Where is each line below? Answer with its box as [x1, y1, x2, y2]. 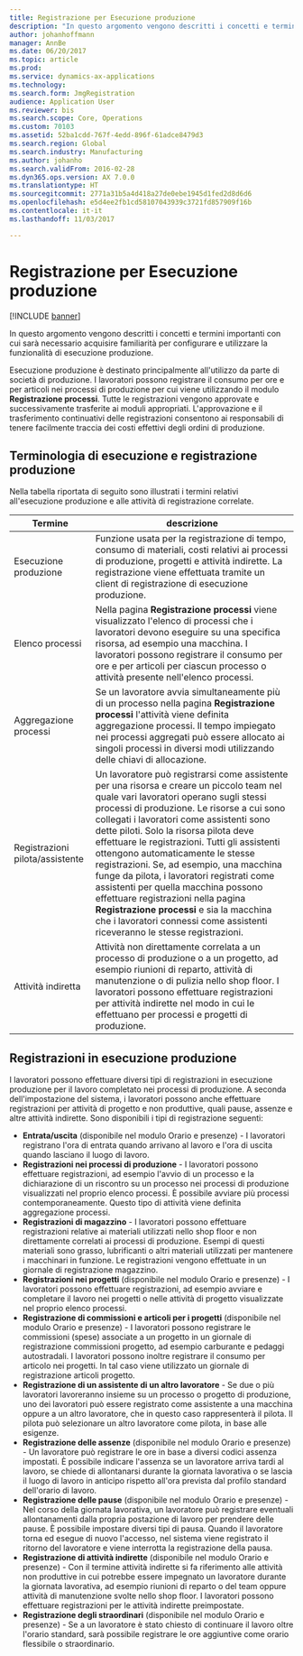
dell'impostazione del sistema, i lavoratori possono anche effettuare [9, 1094, 262, 1105]
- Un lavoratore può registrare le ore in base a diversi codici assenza [22, 1447, 278, 1457]
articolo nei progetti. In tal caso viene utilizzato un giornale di [22, 1360, 250, 1372]
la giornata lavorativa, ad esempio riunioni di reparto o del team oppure [22, 1581, 287, 1592]
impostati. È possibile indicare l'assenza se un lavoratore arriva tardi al [22, 1457, 284, 1467]
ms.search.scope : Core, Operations [9, 114, 143, 123]
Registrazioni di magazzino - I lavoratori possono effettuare [22, 1217, 247, 1227]
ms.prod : [9, 64, 42, 73]
